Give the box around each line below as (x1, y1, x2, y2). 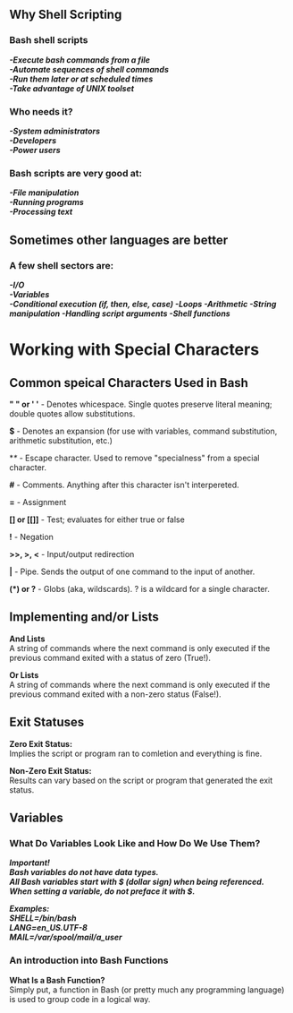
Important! (9, 857, 51, 868)
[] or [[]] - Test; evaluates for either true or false (9, 514, 185, 525)
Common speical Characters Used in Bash (9, 375, 248, 391)
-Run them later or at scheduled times (9, 73, 154, 84)
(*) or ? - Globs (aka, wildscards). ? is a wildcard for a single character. (9, 583, 270, 594)
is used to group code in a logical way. (9, 993, 151, 1004)
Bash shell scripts (9, 34, 88, 47)
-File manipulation (9, 187, 80, 198)
